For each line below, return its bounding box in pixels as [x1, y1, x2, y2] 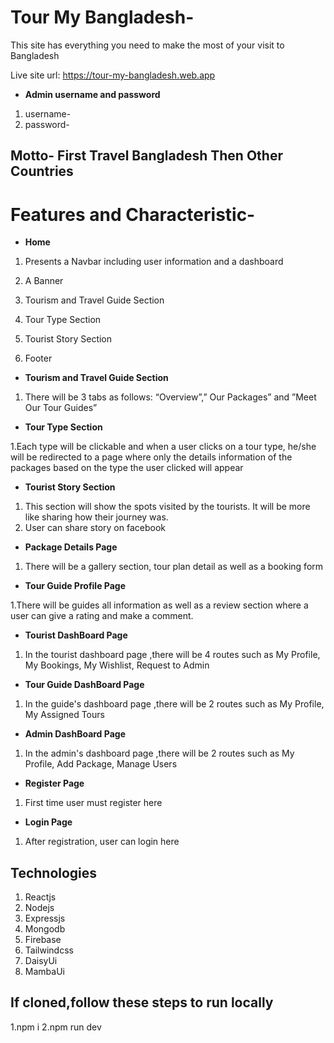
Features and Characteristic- [10, 203, 256, 226]
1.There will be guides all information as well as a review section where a [10, 599, 309, 611]
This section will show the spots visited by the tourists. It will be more [24, 501, 311, 513]
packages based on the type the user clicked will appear [10, 462, 244, 474]
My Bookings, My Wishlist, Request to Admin [24, 659, 210, 671]
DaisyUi [24, 955, 58, 967]
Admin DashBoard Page [24, 728, 126, 740]
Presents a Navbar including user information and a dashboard [24, 256, 284, 268]
